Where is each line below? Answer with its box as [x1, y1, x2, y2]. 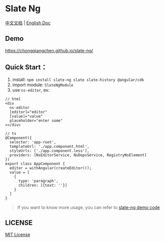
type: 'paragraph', [18, 178, 58, 183]
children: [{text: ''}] [18, 183, 68, 188]
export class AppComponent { [5, 161, 65, 166]
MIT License [5, 232, 31, 238]
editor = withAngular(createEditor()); [9, 166, 92, 171]
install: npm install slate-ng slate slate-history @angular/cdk [12, 76, 144, 82]
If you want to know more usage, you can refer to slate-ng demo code [17, 204, 160, 210]
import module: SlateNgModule [12, 82, 74, 88]
